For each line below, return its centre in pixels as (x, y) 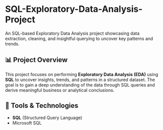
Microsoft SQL (27, 123)
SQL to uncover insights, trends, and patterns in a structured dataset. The (80, 80)
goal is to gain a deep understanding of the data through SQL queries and (80, 85)
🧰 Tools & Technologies (42, 106)
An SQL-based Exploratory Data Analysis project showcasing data (72, 33)
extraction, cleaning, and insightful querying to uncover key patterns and (79, 39)
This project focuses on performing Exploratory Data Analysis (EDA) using (82, 74)
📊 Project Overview (36, 60)
